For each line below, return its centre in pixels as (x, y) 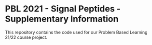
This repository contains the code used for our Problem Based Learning (76, 32)
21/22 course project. (26, 37)
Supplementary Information (62, 19)
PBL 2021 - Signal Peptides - (63, 9)
